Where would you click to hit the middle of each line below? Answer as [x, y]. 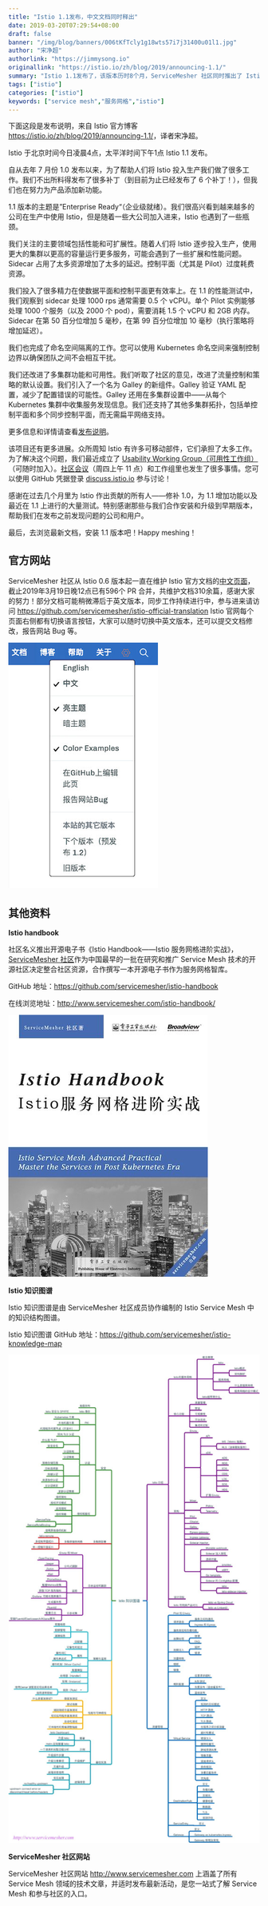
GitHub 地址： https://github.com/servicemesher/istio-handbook [113, 986]
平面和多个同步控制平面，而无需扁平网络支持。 [92, 415]
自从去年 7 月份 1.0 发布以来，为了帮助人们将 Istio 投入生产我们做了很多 [126, 170]
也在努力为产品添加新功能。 [60, 190]
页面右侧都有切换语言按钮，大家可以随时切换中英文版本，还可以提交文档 [127, 621]
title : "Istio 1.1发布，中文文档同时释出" [73, 17]
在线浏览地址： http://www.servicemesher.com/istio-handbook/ [112, 1003]
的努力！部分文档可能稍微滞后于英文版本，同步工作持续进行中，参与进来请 [130, 601]
